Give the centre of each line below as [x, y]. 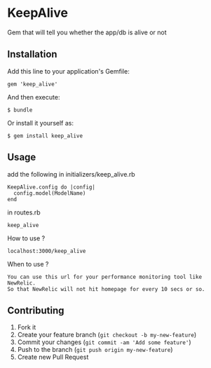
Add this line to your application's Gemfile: [68, 71]
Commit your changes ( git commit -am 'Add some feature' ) [104, 342]
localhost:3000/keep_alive [47, 251]
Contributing [36, 310]
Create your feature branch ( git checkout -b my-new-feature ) [107, 335]
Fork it [27, 327]
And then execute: [34, 97]
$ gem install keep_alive [45, 136]
